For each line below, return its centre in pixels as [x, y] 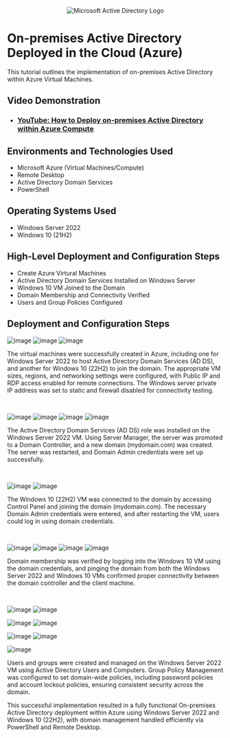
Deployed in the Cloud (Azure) [95, 53]
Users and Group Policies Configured [70, 302]
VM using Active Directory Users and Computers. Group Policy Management [115, 670]
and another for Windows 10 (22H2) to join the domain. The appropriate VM [114, 368]
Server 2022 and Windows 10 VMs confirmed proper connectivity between [113, 575]
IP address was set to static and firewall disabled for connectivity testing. [111, 390]
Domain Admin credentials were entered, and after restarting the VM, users [113, 514]
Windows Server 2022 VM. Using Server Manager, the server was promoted [115, 437]
